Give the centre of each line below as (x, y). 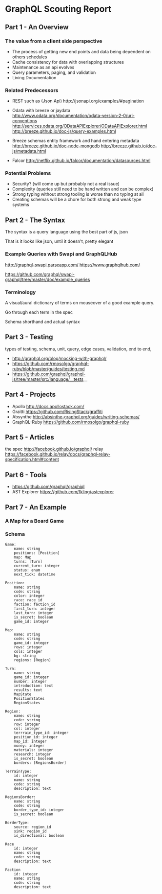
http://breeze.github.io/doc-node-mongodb (56, 146)
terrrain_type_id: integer (41, 733)
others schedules (30, 57)
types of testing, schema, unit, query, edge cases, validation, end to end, (78, 349)
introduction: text (34, 686)
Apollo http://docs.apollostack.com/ (48, 406)
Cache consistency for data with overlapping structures (68, 62)
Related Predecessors (32, 90)
